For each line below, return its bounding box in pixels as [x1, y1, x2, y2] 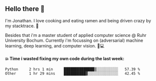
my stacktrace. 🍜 [5, 23, 39, 29]
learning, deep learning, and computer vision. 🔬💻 [5, 43, 104, 49]
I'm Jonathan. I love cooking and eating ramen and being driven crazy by [5, 17, 152, 23]
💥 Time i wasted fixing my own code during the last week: [5, 56, 125, 62]
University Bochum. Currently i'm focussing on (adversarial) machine [5, 37, 143, 43]
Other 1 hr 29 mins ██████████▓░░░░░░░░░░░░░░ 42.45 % [5, 71, 140, 76]
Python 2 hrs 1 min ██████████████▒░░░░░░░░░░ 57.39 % [5, 67, 140, 72]
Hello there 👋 [5, 5, 45, 13]
